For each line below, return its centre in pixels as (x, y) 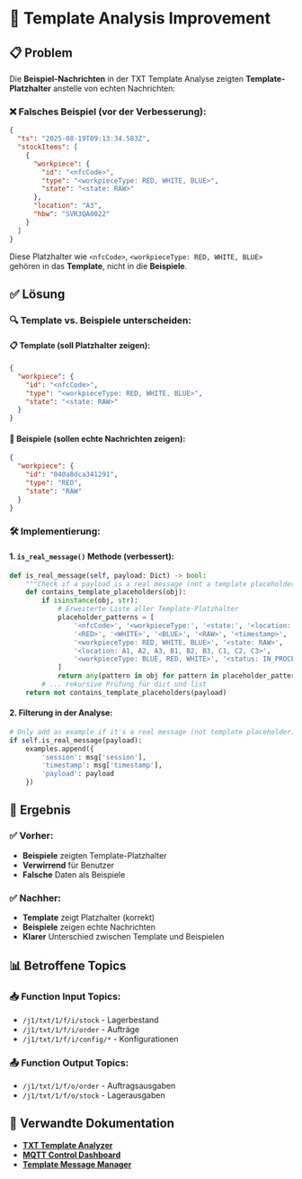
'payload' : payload (78, 774)
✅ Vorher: (31, 836)
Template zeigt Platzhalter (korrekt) (89, 918)
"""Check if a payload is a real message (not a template (136, 584)
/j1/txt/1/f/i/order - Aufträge (81, 1029)
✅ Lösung (37, 294)
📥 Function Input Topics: (65, 996)
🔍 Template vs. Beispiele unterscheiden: (100, 320)
